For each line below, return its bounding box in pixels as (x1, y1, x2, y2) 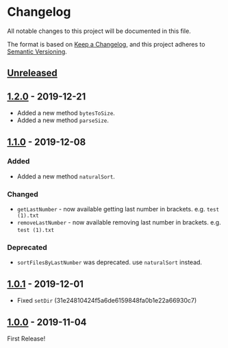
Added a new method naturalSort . (16, 172, 115, 181)
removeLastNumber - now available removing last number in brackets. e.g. (16, 218, 221, 227)
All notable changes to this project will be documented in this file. (7, 27, 192, 35)
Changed (7, 189, 39, 199)
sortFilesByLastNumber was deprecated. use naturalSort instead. (16, 258, 203, 266)
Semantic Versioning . (7, 47, 67, 56)
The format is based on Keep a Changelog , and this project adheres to (7, 40, 205, 48)
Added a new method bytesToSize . (16, 109, 115, 117)
